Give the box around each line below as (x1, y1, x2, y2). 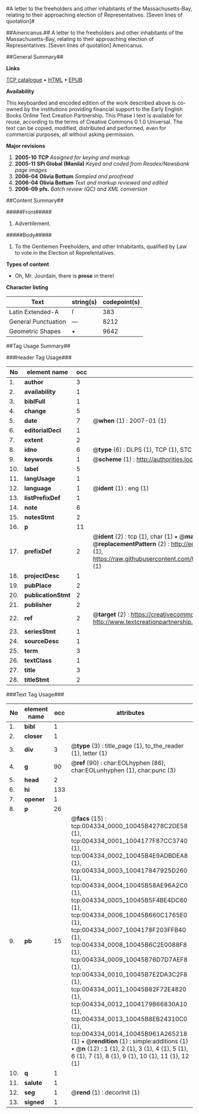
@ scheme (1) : (92, 455, 135, 463)
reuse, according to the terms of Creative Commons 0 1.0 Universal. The (6, 118, 183, 125)
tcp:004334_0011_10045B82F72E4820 (70, 985, 187, 993)
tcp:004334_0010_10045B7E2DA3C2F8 (70, 970, 188, 979)
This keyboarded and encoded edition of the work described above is (6, 99, 176, 106)
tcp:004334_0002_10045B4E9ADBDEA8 (70, 852, 188, 860)
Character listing (6, 284, 49, 290)
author (24, 378, 44, 386)
